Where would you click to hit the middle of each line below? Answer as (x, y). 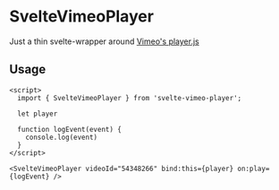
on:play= (254, 168)
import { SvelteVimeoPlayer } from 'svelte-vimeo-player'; (130, 98)
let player (38, 114)
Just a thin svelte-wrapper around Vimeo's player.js (104, 41)
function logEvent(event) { (70, 129)
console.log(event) (62, 137)
